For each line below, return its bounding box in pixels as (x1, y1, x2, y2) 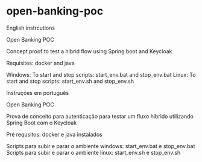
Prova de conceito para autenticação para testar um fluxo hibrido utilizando (6, 112, 194, 120)
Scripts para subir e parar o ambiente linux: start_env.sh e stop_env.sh (6, 149, 181, 156)
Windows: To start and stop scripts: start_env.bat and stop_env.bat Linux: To (6, 71, 196, 78)
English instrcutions (6, 24, 55, 31)
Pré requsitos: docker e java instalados (6, 131, 103, 138)
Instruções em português (6, 89, 69, 96)
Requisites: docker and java (6, 59, 75, 66)
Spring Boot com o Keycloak (6, 119, 77, 126)
